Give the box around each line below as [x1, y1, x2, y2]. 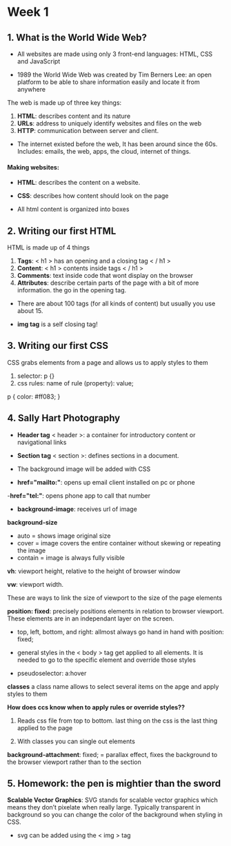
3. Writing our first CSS [7, 340, 109, 352]
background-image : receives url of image [17, 505, 138, 513]
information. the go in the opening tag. [17, 286, 126, 294]
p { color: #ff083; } [7, 392, 61, 401]
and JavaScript [17, 57, 61, 66]
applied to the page [17, 723, 73, 732]
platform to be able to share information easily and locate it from [17, 78, 200, 86]
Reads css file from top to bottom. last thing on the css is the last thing [17, 716, 218, 725]
